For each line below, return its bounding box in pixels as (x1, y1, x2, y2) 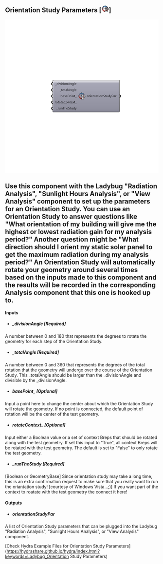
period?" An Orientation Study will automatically (5, 258, 156, 267)
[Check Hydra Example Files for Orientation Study (5, 543, 105, 549)
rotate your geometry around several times (5, 266, 138, 274)
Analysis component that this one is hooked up (5, 289, 151, 297)
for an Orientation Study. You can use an (5, 205, 130, 213)
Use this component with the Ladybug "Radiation (5, 182, 158, 190)
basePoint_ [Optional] (12, 388, 58, 394)
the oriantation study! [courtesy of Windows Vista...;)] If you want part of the (5, 484, 159, 490)
